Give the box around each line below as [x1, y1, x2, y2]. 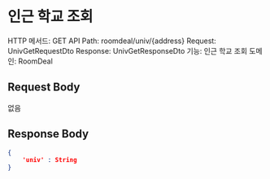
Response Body [7, 127, 89, 141]
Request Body [7, 81, 81, 94]
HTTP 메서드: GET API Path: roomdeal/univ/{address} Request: [7, 36, 216, 46]
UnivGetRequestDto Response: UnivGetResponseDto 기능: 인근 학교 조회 [7, 46, 248, 55]
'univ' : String [22, 156, 78, 164]
